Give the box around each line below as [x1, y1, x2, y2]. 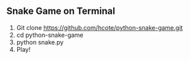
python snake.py [16, 37, 64, 46]
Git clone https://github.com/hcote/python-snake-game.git [16, 23, 183, 31]
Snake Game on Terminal [6, 5, 116, 17]
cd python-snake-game [16, 31, 84, 39]
